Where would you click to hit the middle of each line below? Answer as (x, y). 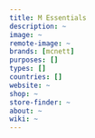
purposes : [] (34, 60)
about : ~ (26, 111)
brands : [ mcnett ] (42, 52)
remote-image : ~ (40, 43)
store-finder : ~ (40, 102)
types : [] (28, 69)
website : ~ (30, 85)
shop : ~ (24, 94)
